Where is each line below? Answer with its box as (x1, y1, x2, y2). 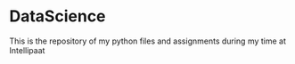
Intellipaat (9, 44, 45, 55)
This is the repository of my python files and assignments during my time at (9, 36, 287, 46)
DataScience (9, 6, 106, 27)
